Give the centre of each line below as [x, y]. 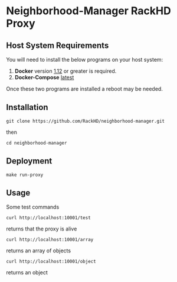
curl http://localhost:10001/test [49, 218]
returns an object [27, 273]
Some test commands [33, 207]
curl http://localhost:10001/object [51, 262]
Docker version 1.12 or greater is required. [65, 71]
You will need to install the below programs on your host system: [85, 60]
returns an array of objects [39, 251]
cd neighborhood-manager [37, 143]
